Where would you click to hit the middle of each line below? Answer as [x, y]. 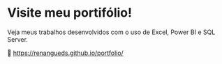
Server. [17, 39]
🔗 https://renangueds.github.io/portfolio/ [65, 53]
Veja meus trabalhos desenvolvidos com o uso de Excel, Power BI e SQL [111, 32]
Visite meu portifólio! [70, 13]
